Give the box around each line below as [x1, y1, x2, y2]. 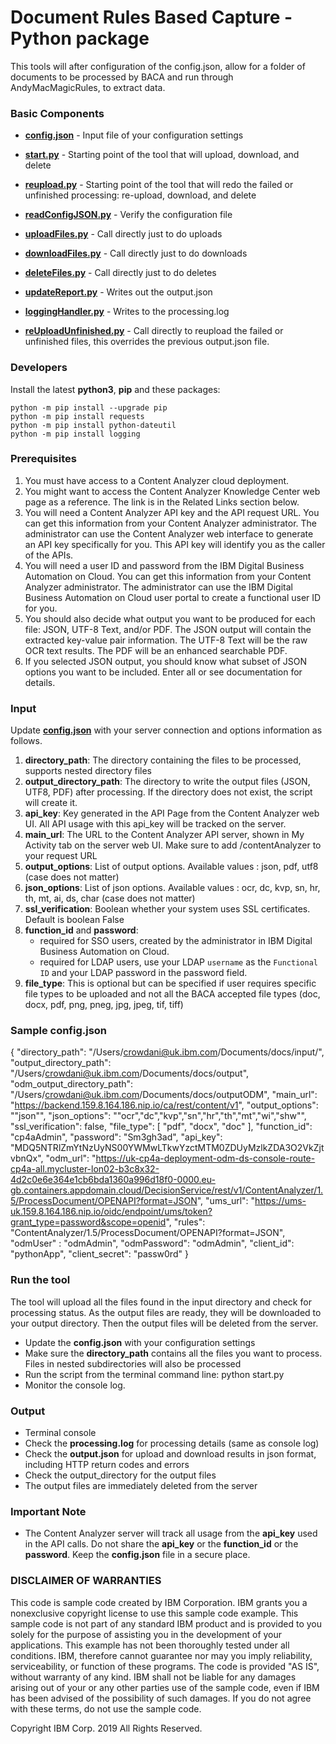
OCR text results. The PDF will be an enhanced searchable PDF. [24, 644, 288, 656]
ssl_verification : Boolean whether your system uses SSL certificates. [24, 903, 311, 915]
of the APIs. [24, 549, 74, 561]
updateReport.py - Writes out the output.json [24, 286, 213, 298]
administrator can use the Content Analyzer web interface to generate [24, 527, 314, 540]
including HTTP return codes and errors [24, 1459, 190, 1471]
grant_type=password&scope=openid [10, 1216, 167, 1228]
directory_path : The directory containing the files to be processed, [24, 754, 302, 766]
